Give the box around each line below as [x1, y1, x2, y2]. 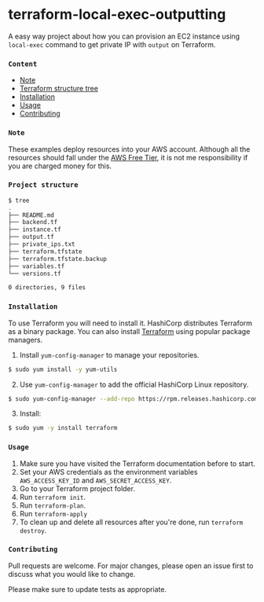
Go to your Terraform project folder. [19, 483, 136, 493]
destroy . [19, 525, 47, 535]
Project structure [8, 181, 79, 189]
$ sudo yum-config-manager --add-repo [8, 395, 135, 402]
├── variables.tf [8, 262, 65, 270]
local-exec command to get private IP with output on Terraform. [8, 39, 216, 49]
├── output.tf [8, 233, 55, 241]
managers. [8, 335, 43, 344]
